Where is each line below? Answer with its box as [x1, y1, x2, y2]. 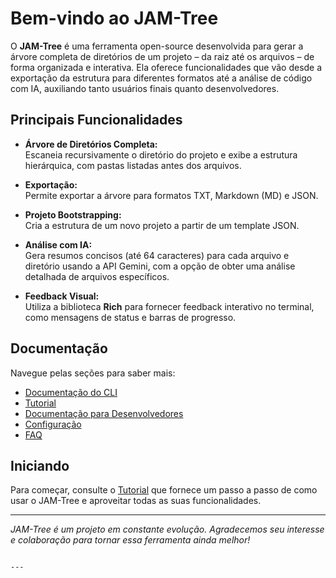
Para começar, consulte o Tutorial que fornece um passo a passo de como [10, 484, 318, 496]
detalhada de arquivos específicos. [24, 270, 170, 282]
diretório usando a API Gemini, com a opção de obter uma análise [24, 260, 296, 272]
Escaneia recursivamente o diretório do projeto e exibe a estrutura [24, 148, 298, 161]
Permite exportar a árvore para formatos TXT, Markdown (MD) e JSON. [24, 189, 319, 201]
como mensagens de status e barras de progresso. [24, 311, 237, 323]
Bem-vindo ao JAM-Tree [10, 7, 219, 30]
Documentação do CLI [24, 386, 118, 398]
